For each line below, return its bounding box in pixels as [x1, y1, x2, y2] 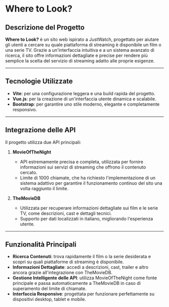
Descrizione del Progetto [5, 23, 84, 32]
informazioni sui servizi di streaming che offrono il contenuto [20, 164, 146, 170]
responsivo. [12, 106, 37, 112]
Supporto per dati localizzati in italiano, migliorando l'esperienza [20, 215, 153, 221]
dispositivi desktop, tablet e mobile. [12, 296, 87, 302]
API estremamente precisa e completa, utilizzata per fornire [20, 159, 143, 165]
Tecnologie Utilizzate [5, 77, 73, 86]
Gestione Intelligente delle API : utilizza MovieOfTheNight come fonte [12, 275, 157, 281]
